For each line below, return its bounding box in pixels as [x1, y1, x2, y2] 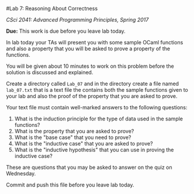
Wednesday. [6, 170, 36, 177]
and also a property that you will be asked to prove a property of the [6, 45, 171, 52]
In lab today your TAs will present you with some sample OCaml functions [6, 39, 183, 46]
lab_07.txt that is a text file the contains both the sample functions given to [6, 86, 188, 93]
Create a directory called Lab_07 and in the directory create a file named [6, 80, 179, 87]
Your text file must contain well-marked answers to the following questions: [6, 104, 188, 110]
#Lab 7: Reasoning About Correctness [6, 5, 98, 12]
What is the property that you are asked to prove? [14, 128, 134, 134]
